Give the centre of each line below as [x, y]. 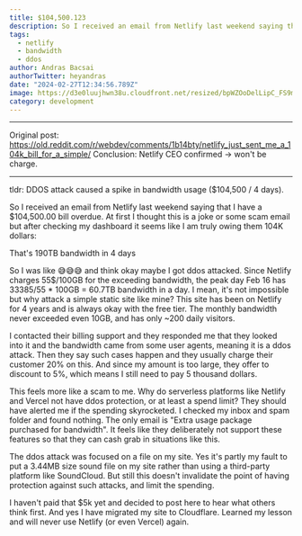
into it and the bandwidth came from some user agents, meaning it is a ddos [151, 345]
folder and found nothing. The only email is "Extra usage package [131, 420]
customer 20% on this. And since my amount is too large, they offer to [139, 364]
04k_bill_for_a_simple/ [50, 155]
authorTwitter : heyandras [58, 76]
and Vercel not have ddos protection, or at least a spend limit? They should [148, 401]
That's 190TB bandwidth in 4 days [73, 254]
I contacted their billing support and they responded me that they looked [143, 336]
